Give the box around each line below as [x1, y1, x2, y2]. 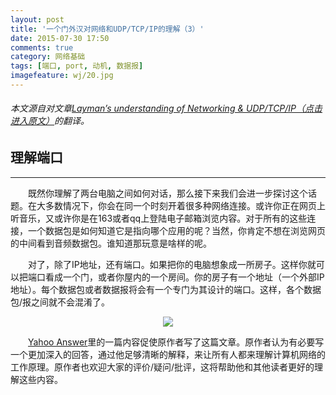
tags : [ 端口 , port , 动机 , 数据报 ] [10, 61, 144, 71]
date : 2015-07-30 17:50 [10, 33, 110, 43]
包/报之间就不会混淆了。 [10, 296, 111, 308]
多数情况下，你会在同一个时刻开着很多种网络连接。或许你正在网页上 [44, 199, 326, 211]
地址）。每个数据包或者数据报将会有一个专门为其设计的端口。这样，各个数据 [10, 283, 322, 295]
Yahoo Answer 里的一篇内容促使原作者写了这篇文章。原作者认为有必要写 [28, 336, 325, 348]
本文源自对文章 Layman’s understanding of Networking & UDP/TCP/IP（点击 [10, 102, 323, 115]
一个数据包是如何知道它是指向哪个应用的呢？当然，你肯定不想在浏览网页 [27, 224, 326, 236]
